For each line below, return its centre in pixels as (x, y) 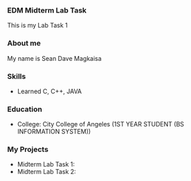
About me (24, 44)
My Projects (28, 149)
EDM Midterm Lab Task (47, 10)
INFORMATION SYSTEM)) (54, 132)
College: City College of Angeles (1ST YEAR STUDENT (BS (101, 124)
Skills (17, 76)
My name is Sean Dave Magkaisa (54, 58)
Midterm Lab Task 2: (46, 172)
